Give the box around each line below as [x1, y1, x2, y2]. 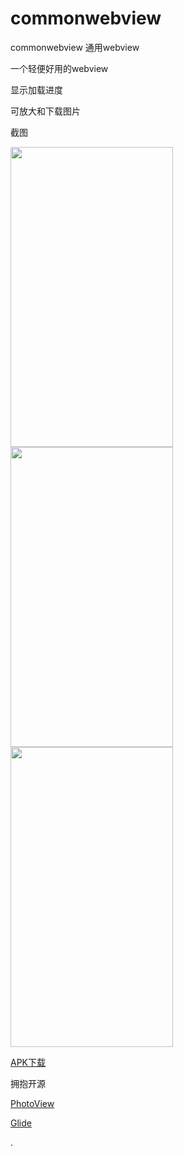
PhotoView [10, 1097, 55, 1109]
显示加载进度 [10, 83, 63, 96]
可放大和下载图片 [10, 105, 81, 117]
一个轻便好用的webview [10, 62, 109, 74]
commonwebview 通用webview [10, 41, 140, 53]
